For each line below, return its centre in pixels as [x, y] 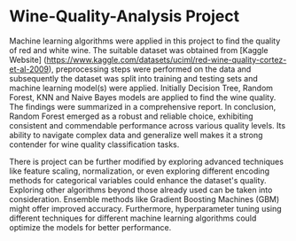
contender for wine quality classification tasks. [94, 144]
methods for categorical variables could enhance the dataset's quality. [138, 180]
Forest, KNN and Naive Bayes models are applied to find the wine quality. [143, 97]
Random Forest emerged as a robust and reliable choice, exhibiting [132, 116]
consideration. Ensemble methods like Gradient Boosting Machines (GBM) [144, 199]
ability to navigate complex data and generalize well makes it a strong [136, 135]
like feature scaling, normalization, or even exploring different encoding [140, 171]
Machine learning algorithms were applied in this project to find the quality [145, 41]
